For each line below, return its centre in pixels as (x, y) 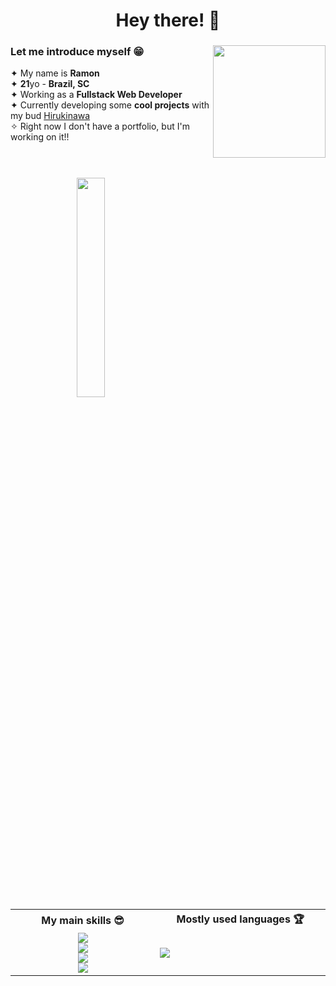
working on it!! (40, 137)
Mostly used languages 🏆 (240, 919)
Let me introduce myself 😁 (77, 52)
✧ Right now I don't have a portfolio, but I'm (100, 126)
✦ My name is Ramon (55, 73)
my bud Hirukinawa (50, 116)
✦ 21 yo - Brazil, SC (50, 84)
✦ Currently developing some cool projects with (110, 105)
